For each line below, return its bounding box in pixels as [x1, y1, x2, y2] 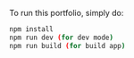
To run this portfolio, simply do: [9, 8, 124, 18]
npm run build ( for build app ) [9, 41, 126, 50]
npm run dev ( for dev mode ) [9, 33, 114, 42]
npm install [9, 25, 54, 34]
